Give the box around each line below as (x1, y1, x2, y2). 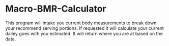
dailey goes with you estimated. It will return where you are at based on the (5, 30, 163, 36)
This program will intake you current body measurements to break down (5, 20, 157, 26)
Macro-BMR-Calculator (5, 3, 106, 15)
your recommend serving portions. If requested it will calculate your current (5, 25, 164, 31)
